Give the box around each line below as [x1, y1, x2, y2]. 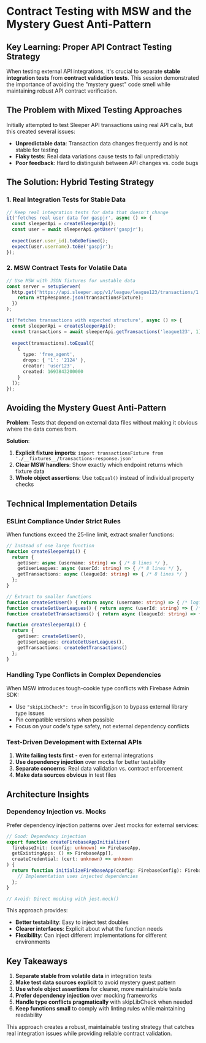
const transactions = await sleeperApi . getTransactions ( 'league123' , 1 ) [12, 328, 202, 335]
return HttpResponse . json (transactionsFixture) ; [17, 294, 144, 301]
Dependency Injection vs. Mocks [6, 807, 106, 816]
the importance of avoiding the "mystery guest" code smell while [6, 81, 170, 88]
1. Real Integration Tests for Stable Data [6, 195, 126, 204]
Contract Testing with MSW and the [6, 4, 192, 18]
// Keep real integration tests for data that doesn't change [6, 209, 169, 215]
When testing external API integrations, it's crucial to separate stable [6, 67, 181, 75]
